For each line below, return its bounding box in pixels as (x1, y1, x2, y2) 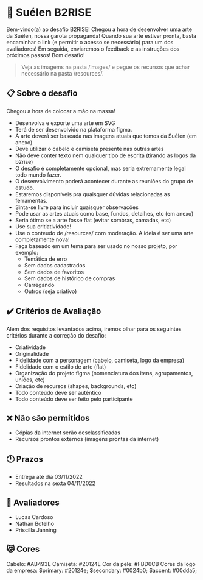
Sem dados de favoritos (24, 268, 84, 275)
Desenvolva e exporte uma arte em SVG (15, 119, 115, 127)
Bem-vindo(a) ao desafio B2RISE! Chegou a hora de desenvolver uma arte (6, 26, 193, 33)
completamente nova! (15, 236, 70, 243)
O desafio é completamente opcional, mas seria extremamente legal (15, 164, 187, 172)
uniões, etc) (15, 376, 46, 383)
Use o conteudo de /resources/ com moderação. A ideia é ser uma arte (15, 229, 194, 236)
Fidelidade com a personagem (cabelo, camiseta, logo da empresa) (15, 356, 185, 364)
